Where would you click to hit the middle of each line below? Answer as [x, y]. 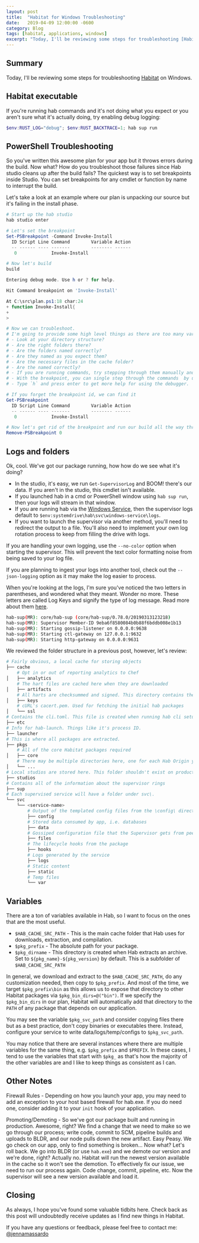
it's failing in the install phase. [42, 204]
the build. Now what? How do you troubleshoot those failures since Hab [94, 167]
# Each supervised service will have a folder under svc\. [81, 794]
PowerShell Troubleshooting [60, 146]
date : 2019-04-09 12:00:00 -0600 [50, 23]
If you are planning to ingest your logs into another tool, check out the [91, 570]
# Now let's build [29, 264]
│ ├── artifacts [29, 689]
